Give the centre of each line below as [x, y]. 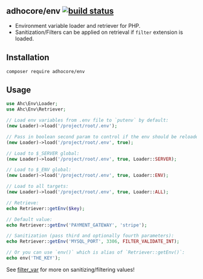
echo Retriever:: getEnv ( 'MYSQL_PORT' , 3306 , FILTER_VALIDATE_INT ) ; [93, 242]
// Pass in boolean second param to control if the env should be [92, 136]
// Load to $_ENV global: [39, 170]
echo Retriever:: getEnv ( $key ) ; [46, 208]
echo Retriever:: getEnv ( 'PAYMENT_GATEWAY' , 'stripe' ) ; [77, 225]
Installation [28, 58]
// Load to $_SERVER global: [43, 153]
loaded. [24, 38]
